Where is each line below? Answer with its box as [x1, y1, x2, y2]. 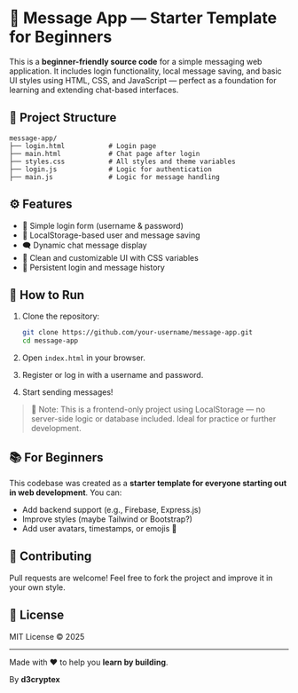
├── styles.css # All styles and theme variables [9, 157, 237, 166]
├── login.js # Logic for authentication [9, 164, 213, 174]
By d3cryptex [9, 673, 60, 684]
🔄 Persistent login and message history [21, 262, 166, 272]
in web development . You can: [9, 487, 122, 498]
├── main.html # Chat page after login [9, 149, 200, 158]
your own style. [9, 581, 67, 593]
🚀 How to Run [9, 287, 85, 303]
